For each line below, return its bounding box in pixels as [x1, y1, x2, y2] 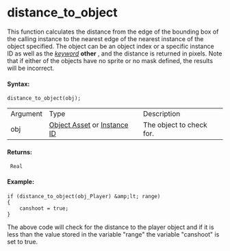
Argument [10, 109, 43, 119]
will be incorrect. [7, 64, 55, 72]
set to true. [7, 237, 38, 246]
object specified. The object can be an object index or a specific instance [7, 42, 214, 50]
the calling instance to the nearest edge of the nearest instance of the [7, 34, 204, 43]
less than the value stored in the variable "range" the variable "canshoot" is [7, 230, 220, 238]
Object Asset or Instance [49, 120, 129, 130]
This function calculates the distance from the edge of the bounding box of [7, 27, 219, 36]
